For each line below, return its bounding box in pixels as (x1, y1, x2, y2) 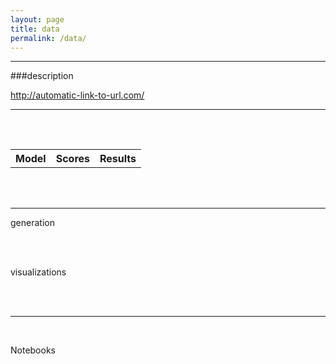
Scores (55, 152, 90, 166)
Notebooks (10, 344, 56, 356)
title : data (10, 24, 60, 34)
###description (10, 70, 74, 82)
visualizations (10, 266, 67, 278)
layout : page (10, 14, 65, 25)
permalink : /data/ (10, 33, 87, 43)
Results (99, 152, 137, 166)
